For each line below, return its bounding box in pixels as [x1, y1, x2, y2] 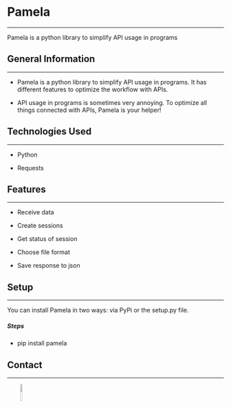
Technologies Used [7, 126, 91, 137]
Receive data [16, 208, 54, 216]
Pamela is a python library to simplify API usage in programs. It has [16, 78, 207, 86]
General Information [7, 53, 96, 65]
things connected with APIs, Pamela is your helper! [16, 106, 162, 114]
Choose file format [16, 248, 71, 256]
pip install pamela [16, 339, 67, 348]
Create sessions [16, 221, 63, 230]
